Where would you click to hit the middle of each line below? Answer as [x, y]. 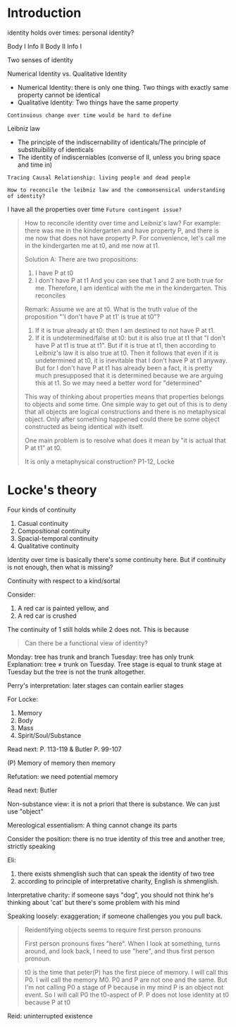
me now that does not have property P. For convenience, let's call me [125, 237]
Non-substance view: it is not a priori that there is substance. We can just [114, 804]
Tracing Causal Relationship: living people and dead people [99, 177]
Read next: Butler [32, 790]
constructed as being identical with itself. [84, 426]
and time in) [35, 165]
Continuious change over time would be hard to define [89, 115]
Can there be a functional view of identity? [86, 643]
